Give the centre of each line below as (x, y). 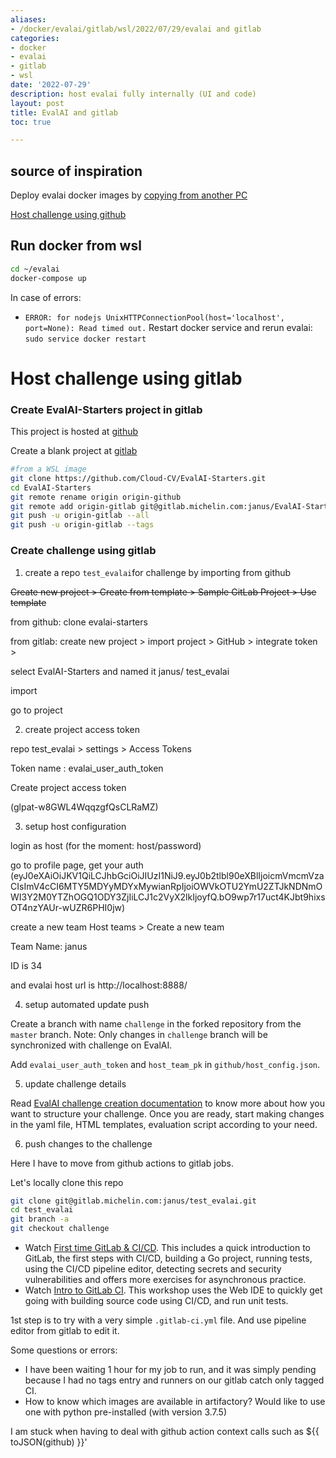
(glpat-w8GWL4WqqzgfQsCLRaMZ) (84, 807)
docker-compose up (48, 278)
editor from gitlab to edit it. (65, 1331)
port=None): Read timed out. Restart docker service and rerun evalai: (168, 327)
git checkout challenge (60, 1229)
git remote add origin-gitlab (73, 506)
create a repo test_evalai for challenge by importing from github (158, 572)
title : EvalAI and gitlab (64, 112)
